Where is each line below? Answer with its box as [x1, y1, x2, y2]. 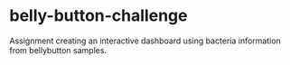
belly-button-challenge [9, 5, 188, 26]
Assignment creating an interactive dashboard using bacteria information [9, 35, 282, 46]
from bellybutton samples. [9, 44, 107, 55]
